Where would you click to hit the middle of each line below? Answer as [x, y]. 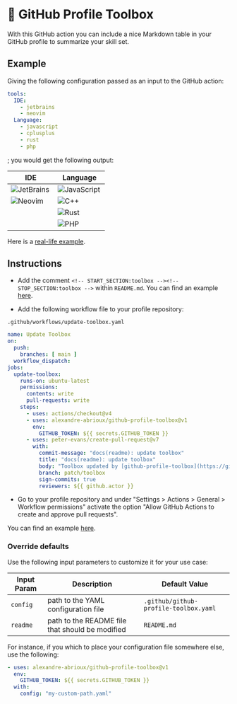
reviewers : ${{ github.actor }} [86, 486]
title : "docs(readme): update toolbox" [97, 460]
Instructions [35, 264]
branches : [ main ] [49, 354]
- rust [30, 140]
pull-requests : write [58, 400]
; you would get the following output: [61, 160]
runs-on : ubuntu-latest [55, 381]
